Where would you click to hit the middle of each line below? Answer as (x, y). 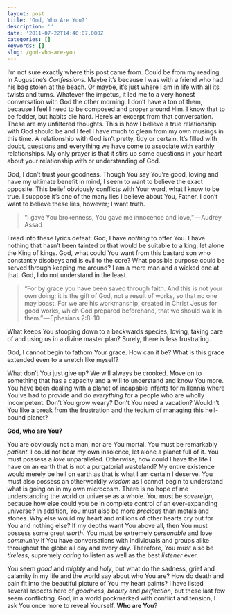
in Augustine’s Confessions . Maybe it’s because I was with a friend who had (115, 79)
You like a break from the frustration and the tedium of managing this (106, 410)
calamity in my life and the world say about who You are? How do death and (116, 576)
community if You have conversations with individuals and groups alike (108, 540)
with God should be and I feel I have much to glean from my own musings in (115, 131)
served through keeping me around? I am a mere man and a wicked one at (113, 268)
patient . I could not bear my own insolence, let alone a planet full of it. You (113, 452)
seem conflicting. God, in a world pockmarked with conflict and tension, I (111, 598)
